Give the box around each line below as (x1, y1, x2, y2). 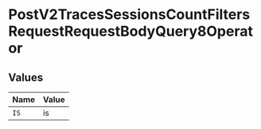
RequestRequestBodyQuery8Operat (8, 22, 253, 40)
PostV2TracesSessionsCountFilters (8, 6, 251, 24)
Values (8, 70, 44, 84)
